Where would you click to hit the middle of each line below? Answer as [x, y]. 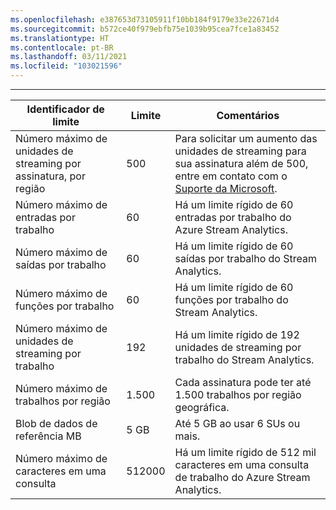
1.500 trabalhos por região [238, 394]
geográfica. [202, 407]
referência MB [48, 436]
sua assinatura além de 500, [241, 163]
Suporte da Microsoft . [226, 188]
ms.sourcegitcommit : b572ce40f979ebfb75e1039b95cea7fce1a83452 [145, 29]
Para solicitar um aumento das [246, 138]
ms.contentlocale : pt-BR [62, 47]
